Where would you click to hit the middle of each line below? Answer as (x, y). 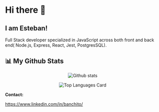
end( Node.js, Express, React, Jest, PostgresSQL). (56, 45)
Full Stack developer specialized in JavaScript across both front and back (80, 40)
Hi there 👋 (25, 10)
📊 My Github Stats (34, 61)
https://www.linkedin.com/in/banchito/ (44, 104)
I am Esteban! (26, 28)
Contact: (14, 94)
